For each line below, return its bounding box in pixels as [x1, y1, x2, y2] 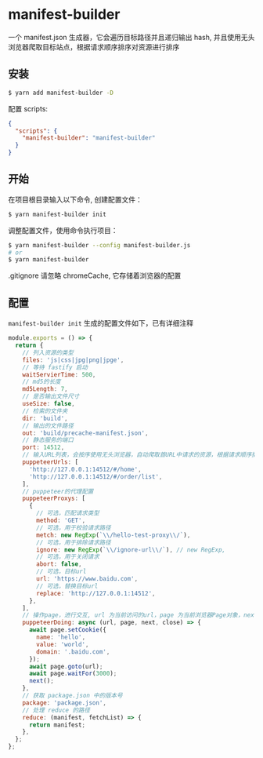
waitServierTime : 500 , [22, 370, 96, 378]
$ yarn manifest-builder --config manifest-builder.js [8, 241, 191, 249]
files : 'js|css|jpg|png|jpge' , [22, 355, 124, 364]
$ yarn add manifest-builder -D [8, 89, 113, 97]
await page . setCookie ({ [28, 626, 107, 634]
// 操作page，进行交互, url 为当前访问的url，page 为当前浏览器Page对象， [22, 611, 244, 619]
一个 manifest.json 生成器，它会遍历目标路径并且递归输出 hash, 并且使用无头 [8, 32, 255, 42]
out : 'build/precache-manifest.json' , [22, 429, 149, 437]
